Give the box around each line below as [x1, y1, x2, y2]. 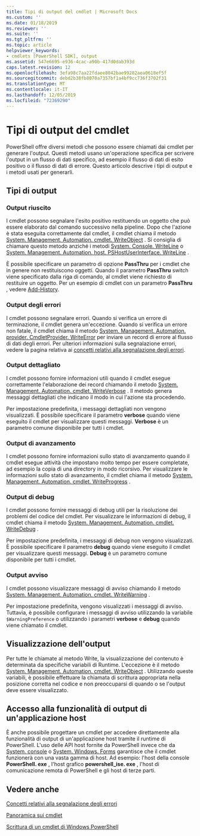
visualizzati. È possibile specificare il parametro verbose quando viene [6, 411, 180, 419]
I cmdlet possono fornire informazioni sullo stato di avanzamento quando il [6, 453, 190, 460]
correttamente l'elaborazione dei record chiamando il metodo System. [6, 380, 179, 388]
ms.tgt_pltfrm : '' [6, 36, 52, 42]
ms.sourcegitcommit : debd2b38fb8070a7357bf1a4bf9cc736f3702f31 [6, 75, 167, 81]
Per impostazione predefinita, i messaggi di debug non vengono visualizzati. [6, 537, 194, 544]
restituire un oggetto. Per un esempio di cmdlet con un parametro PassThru [6, 279, 193, 287]
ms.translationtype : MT [6, 81, 66, 87]
